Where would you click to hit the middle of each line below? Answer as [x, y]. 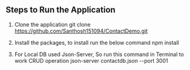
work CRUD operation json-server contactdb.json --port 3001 [91, 60]
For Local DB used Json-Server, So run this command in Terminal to [99, 54]
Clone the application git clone [53, 24]
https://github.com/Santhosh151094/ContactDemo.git [81, 31]
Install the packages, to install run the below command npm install [97, 42]
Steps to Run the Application [61, 10]
